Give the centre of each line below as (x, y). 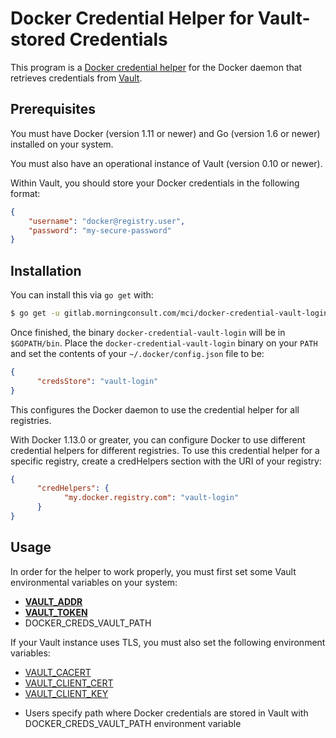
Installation (46, 270)
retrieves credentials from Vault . (76, 78)
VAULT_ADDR (53, 601)
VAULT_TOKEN (56, 612)
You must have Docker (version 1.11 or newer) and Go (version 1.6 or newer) (165, 133)
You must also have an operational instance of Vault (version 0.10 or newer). (166, 163)
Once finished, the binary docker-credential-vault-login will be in (148, 332)
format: (25, 193)
